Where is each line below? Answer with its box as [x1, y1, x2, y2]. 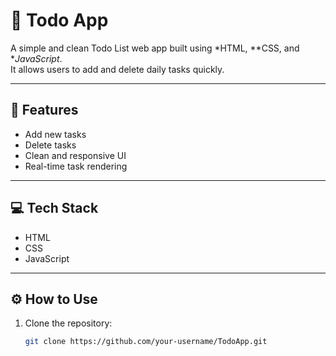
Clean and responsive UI [24, 149, 127, 161]
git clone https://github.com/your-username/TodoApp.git [24, 337, 268, 347]
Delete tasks [24, 139, 77, 151]
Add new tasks [24, 128, 87, 140]
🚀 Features [10, 102, 79, 119]
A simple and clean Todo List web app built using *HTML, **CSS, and [10, 42, 300, 54]
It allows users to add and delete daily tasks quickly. [10, 63, 225, 75]
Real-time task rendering [24, 160, 128, 172]
